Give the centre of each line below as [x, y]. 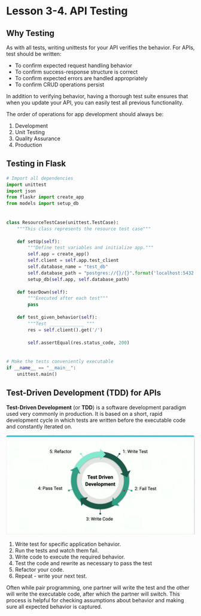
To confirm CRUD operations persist [60, 84]
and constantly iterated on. [39, 426]
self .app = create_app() [59, 254]
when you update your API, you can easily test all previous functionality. [95, 102]
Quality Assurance [38, 138]
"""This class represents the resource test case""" [84, 229]
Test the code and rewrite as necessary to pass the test [83, 563]
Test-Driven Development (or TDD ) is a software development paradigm [96, 407]
